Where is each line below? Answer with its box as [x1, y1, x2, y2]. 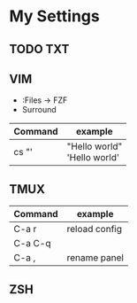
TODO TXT [9, 42, 70, 57]
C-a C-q [13, 237, 51, 250]
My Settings [9, 6, 100, 27]
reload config [66, 223, 122, 236]
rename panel [66, 252, 124, 264]
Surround [21, 105, 57, 115]
